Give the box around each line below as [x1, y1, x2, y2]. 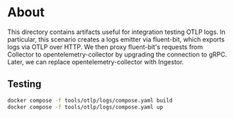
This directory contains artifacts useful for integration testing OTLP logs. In [7, 28, 225, 36]
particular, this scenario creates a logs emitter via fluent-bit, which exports [7, 35, 225, 43]
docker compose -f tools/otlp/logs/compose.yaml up [7, 103, 163, 110]
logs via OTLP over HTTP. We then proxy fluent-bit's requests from [7, 42, 204, 51]
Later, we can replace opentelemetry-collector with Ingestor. [7, 57, 184, 66]
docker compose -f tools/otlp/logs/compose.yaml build [7, 97, 173, 104]
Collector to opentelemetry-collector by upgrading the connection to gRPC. [7, 50, 228, 59]
